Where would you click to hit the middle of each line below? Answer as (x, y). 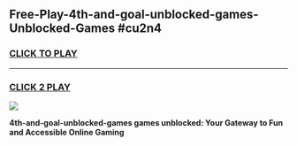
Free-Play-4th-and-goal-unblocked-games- (134, 15)
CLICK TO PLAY (43, 54)
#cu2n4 (140, 29)
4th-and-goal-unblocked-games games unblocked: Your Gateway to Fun (146, 122)
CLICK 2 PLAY (40, 87)
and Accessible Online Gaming (67, 132)
